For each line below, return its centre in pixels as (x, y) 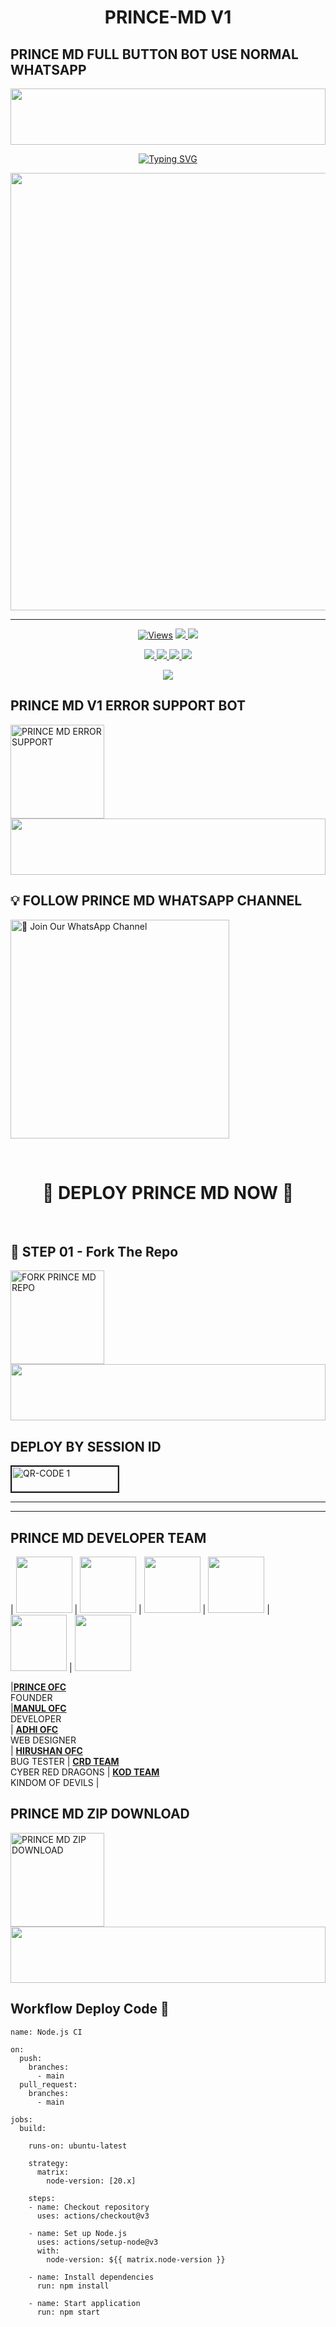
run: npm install (73, 2286)
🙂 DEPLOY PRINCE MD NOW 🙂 (168, 1192)
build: (33, 2128)
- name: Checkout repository (89, 2207)
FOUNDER (31, 1697)
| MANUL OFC (38, 1708)
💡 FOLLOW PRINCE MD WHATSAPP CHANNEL (156, 901)
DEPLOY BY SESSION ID (86, 1446)
